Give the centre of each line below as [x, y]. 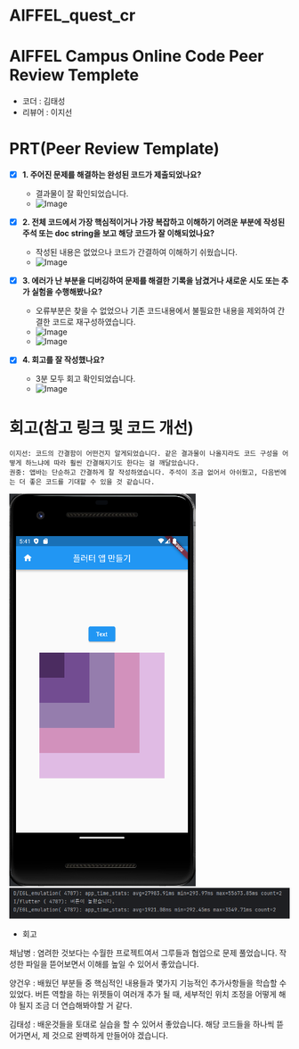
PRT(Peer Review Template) [114, 149]
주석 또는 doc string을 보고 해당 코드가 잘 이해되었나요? [118, 234]
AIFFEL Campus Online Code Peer [137, 57]
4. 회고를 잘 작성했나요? [63, 360]
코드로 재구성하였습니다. [94, 322]
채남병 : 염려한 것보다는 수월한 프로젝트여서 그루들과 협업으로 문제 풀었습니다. [143, 953]
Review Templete [74, 75]
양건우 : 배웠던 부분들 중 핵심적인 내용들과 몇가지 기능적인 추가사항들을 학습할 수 [148, 983]
